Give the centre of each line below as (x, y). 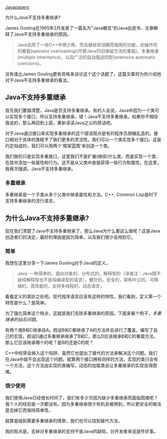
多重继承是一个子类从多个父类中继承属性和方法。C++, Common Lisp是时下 (81, 195)
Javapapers (17, 7)
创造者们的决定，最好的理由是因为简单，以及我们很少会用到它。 (70, 237)
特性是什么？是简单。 (27, 303)
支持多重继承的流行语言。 (31, 201)
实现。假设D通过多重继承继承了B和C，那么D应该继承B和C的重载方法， (86, 336)
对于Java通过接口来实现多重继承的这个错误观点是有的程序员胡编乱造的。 (80, 133)
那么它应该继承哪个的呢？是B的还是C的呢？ (50, 343)
